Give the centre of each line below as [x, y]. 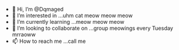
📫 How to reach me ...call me [49, 41]
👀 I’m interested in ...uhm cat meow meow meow [72, 15]
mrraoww [24, 35]
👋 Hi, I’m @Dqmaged [38, 9]
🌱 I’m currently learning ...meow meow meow [68, 22]
